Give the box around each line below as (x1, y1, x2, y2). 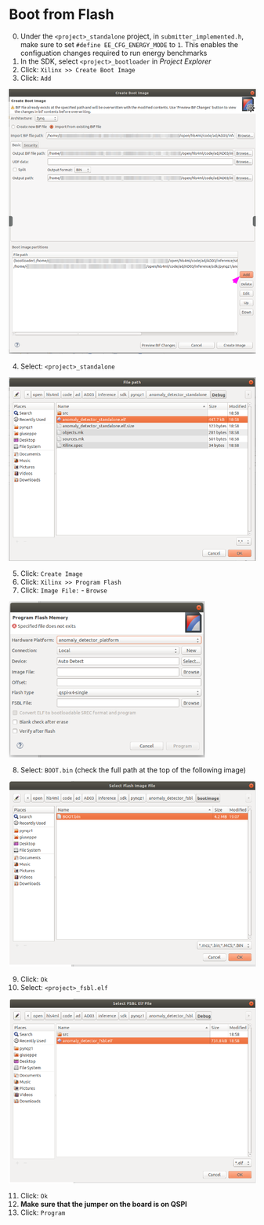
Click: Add (20, 73, 52, 83)
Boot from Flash (9, 6, 114, 24)
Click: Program (20, 1208, 66, 1217)
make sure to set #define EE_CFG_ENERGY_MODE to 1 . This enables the (20, 39, 238, 49)
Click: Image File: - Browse (20, 585, 108, 595)
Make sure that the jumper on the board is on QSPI (20, 1200, 187, 1209)
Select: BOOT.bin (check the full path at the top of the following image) (20, 765, 246, 775)
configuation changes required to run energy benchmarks (20, 48, 208, 57)
